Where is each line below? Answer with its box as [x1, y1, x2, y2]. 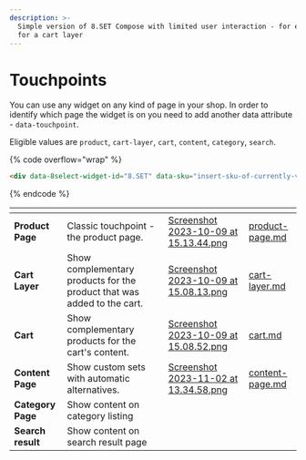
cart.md [249, 329, 282, 342]
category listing [66, 410, 134, 423]
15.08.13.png [168, 286, 228, 299]
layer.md [249, 280, 287, 292]
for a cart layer [17, 30, 84, 39]
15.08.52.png [168, 341, 228, 353]
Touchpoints [9, 69, 107, 90]
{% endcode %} [9, 189, 70, 199]
